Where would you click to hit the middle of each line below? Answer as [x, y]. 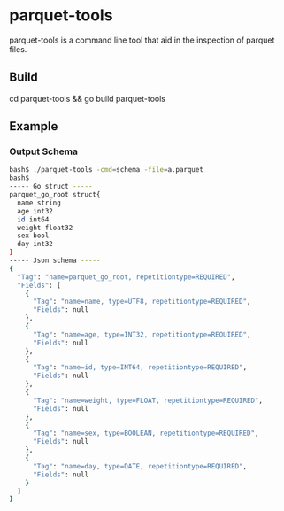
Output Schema [43, 151]
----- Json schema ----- [55, 261]
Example [34, 126]
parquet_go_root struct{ [55, 195]
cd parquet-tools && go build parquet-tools [88, 98]
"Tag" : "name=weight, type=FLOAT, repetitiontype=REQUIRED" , [148, 400]
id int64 [33, 219]
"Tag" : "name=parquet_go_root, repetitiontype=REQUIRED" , [127, 277]
